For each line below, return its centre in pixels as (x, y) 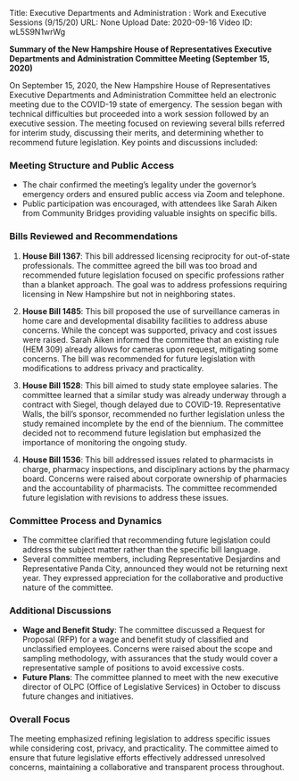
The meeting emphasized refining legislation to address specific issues (140, 739)
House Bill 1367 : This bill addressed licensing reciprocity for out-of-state (156, 256)
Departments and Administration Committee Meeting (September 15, (140, 58)
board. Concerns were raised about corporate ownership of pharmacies (154, 478)
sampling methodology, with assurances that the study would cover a (150, 659)
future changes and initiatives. (78, 696)
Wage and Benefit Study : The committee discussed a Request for (144, 630)
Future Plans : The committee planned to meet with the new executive (150, 677)
